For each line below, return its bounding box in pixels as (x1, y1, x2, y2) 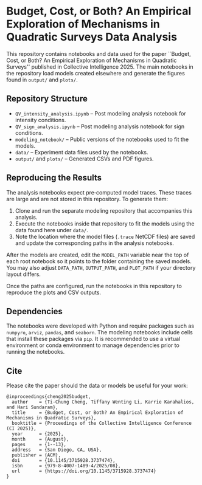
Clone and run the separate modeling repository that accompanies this (15, 207, 193, 214)
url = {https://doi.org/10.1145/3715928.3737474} (12, 468, 156, 475)
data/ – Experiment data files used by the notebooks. (15, 148, 148, 156)
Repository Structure (6, 94, 88, 104)
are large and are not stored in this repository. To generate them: (6, 195, 169, 202)
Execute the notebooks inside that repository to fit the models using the (15, 220, 195, 227)
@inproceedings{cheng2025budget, (6, 394, 91, 400)
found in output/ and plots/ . (6, 76, 78, 83)
